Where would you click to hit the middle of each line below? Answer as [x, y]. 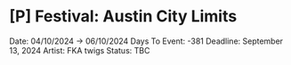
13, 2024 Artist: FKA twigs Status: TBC [80, 50]
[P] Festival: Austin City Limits [123, 16]
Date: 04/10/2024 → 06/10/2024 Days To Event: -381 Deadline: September [146, 41]
